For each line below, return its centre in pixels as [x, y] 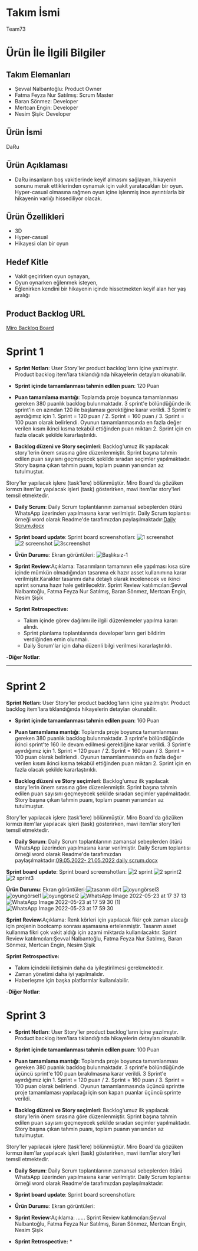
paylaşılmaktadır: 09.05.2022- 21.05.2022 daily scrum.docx [86, 860]
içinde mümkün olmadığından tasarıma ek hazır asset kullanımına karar [100, 572]
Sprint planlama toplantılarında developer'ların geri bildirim [95, 633]
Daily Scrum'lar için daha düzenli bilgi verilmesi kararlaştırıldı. [98, 645]
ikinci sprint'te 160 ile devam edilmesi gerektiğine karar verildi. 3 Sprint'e [103, 744]
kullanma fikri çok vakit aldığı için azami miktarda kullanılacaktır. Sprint [91, 932]
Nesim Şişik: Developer [43, 114]
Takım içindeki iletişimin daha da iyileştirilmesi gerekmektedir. [89, 968]
